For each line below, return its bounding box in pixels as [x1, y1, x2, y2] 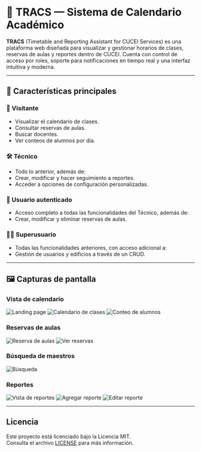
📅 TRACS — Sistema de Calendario [6, 5, 182, 19]
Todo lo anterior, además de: [14, 167, 86, 175]
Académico [6, 18, 65, 32]
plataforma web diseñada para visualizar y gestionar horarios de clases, [6, 44, 184, 51]
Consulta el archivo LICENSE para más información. [6, 439, 134, 446]
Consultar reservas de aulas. [14, 124, 86, 131]
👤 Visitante [6, 104, 39, 112]
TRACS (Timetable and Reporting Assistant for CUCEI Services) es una [6, 38, 181, 45]
